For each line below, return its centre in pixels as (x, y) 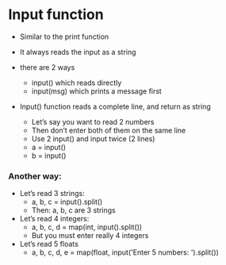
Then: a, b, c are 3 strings (74, 210)
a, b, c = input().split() (67, 202)
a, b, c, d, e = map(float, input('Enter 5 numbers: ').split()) (125, 252)
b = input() (49, 156)
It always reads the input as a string (78, 52)
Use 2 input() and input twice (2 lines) (93, 138)
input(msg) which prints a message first (97, 91)
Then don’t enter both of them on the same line (109, 130)
